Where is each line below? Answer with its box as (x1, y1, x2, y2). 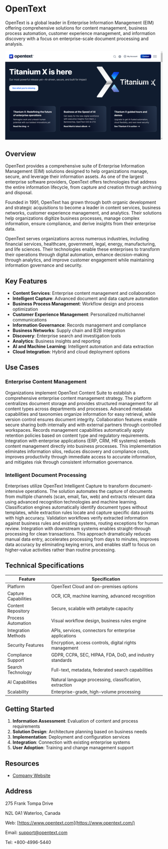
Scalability (7, 689, 29, 695)
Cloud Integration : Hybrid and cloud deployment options (12, 349, 130, 355)
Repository (7, 608, 30, 614)
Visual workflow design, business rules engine (51, 617, 146, 623)
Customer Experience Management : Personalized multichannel (12, 311, 145, 317)
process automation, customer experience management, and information (5, 30, 156, 36)
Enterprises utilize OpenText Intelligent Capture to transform (5, 483, 129, 489)
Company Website (12, 772, 51, 778)
